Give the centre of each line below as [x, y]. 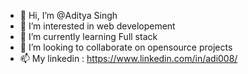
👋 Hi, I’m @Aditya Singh [68, 15]
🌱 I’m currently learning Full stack [88, 36]
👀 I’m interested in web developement [97, 26]
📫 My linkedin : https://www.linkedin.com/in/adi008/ [128, 58]
